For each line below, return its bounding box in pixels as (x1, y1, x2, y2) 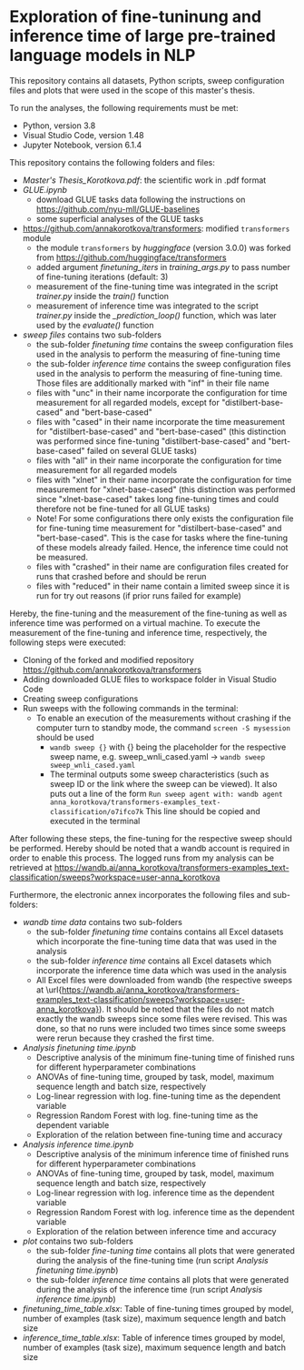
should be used (35, 731, 94, 742)
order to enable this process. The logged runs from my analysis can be (9, 852, 275, 863)
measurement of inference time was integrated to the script (35, 300, 259, 311)
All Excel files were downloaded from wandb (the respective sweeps (35, 974, 293, 985)
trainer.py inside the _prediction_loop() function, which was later (35, 309, 277, 320)
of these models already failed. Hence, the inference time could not (35, 541, 289, 552)
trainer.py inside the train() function (35, 290, 170, 301)
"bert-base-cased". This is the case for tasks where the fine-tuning (35, 532, 289, 543)
